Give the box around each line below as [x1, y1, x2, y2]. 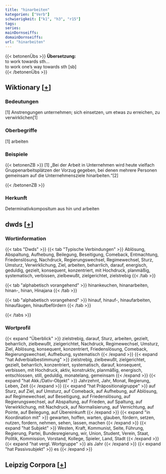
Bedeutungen [5, 98, 39, 105]
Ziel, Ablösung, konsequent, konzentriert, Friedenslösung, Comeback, [5, 346, 148, 352]
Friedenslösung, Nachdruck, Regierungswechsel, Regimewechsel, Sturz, [5, 257, 154, 263]
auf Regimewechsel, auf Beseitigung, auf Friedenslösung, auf [5, 394, 131, 400]
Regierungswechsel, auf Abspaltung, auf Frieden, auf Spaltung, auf [5, 399, 143, 405]
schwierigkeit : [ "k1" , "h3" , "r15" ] [5, 16, 81, 21]
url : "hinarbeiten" [5, 40, 46, 45]
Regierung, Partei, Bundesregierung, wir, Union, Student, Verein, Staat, [5, 430, 150, 436]
